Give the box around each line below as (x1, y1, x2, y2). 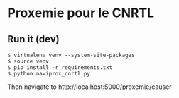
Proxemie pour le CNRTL (7, 5, 155, 21)
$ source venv (7, 58, 50, 65)
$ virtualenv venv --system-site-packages (7, 51, 135, 59)
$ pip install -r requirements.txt (7, 64, 113, 71)
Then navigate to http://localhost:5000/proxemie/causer (7, 82, 172, 91)
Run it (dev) (7, 33, 60, 45)
